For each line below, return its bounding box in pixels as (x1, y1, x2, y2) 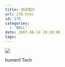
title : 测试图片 (5, 7, 35, 12)
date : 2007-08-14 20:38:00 (5, 30, 61, 35)
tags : (5, 35, 16, 40)
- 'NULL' (9, 25, 28, 30)
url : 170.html (5, 12, 34, 17)
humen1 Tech (5, 57, 32, 63)
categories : (5, 21, 30, 26)
